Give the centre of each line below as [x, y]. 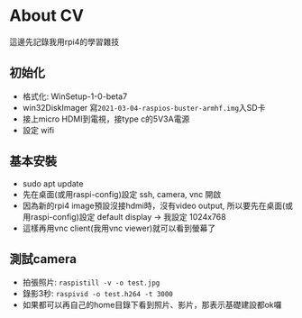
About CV [46, 16]
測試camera [43, 259]
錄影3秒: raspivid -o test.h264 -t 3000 [98, 294]
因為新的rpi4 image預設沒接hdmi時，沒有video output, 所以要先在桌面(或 [158, 205]
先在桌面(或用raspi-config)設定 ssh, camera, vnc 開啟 [122, 194]
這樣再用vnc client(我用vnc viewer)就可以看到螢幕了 [119, 228]
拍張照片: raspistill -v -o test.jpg [91, 282]
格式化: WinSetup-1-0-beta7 [75, 96]
